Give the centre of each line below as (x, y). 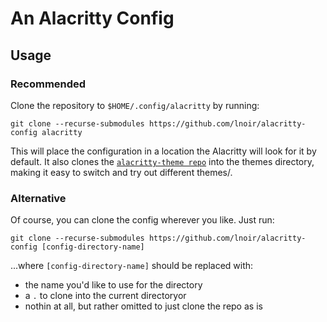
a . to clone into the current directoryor (105, 296)
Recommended (48, 84)
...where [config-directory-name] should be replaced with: (132, 266)
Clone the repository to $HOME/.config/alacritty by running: (135, 105)
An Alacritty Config (92, 18)
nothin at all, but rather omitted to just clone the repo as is (143, 306)
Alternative (38, 198)
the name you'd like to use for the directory (113, 285)
